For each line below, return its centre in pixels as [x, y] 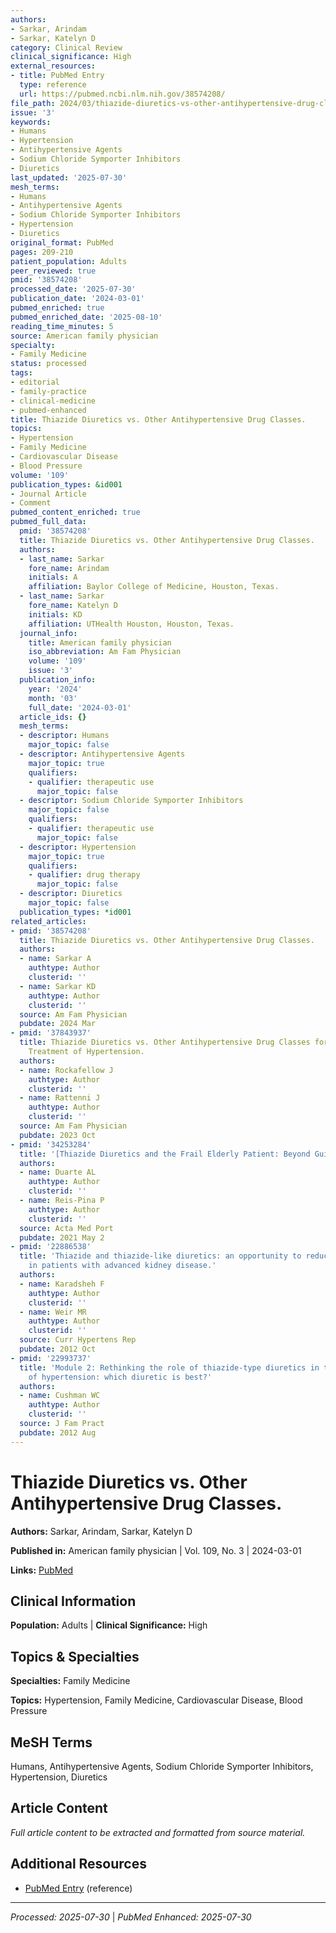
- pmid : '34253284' [51, 1144]
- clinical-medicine [53, 401]
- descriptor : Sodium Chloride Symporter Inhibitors [131, 801]
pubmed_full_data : [48, 522]
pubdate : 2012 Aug [58, 1432]
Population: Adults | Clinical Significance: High [109, 1625]
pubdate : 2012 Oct [58, 1349]
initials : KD [55, 614]
